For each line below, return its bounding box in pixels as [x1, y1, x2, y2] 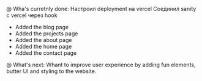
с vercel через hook [6, 12, 58, 19]
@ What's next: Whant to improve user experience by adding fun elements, [6, 61, 196, 68]
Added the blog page [15, 24, 69, 30]
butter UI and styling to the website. [6, 68, 97, 75]
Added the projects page [15, 30, 78, 37]
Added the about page [15, 37, 72, 43]
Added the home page [15, 43, 72, 50]
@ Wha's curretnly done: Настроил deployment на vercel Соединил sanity [6, 5, 196, 12]
